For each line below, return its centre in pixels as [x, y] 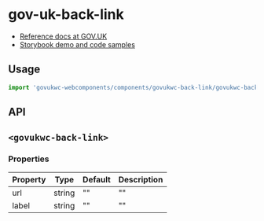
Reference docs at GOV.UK [63, 36]
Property [29, 179]
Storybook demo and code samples [77, 44]
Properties [29, 159]
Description [141, 179]
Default [97, 179]
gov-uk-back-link [66, 15]
